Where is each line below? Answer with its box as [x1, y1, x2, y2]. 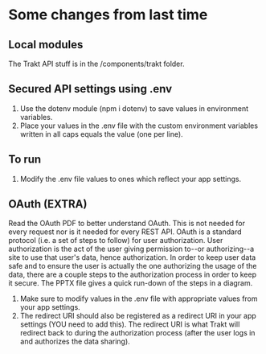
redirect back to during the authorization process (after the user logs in [19, 328, 256, 338]
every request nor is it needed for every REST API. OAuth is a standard [8, 227, 243, 237]
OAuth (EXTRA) [8, 197, 88, 211]
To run [8, 153, 42, 167]
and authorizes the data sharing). [19, 336, 130, 347]
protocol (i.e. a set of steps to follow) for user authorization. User [8, 236, 223, 245]
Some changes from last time [8, 6, 208, 24]
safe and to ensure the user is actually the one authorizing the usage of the [8, 261, 257, 271]
